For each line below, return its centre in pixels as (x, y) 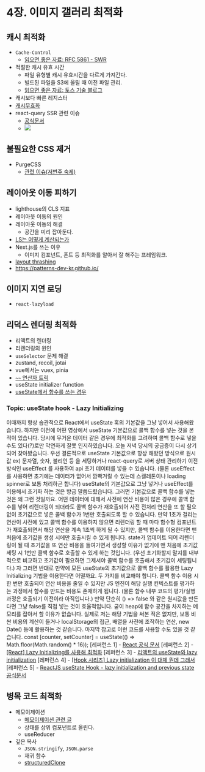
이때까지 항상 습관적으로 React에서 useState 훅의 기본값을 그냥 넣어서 (90, 422)
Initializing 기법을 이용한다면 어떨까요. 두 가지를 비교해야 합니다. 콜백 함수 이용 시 (103, 575)
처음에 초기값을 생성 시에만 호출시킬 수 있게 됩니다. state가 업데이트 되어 (92, 537)
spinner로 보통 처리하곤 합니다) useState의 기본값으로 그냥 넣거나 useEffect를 (100, 483)
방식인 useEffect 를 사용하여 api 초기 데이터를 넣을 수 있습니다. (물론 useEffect (101, 468)
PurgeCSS (28, 164)
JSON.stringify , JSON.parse (59, 749)
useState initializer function (49, 385)
